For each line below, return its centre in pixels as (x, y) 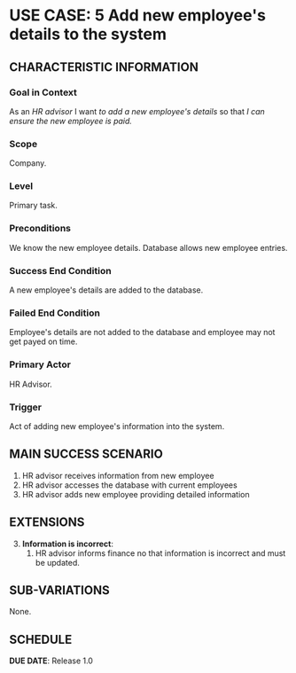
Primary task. (33, 206)
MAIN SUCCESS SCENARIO (86, 454)
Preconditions (40, 229)
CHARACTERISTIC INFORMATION (104, 67)
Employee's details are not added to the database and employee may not (142, 333)
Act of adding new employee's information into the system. (117, 426)
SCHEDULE (41, 639)
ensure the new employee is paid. (71, 121)
